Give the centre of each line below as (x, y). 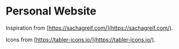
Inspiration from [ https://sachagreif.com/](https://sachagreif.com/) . (89, 28)
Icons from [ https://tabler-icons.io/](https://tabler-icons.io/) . (81, 39)
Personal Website (51, 11)
